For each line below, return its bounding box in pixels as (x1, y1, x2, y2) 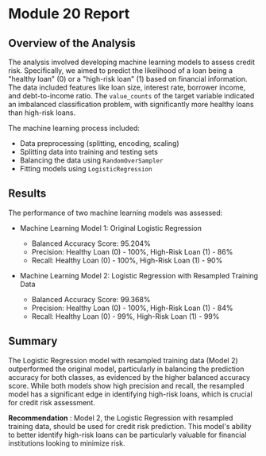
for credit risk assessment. (8, 397, 95, 407)
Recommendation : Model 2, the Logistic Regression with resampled (8, 413, 233, 423)
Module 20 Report (8, 5, 130, 23)
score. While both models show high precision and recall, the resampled (8, 381, 245, 390)
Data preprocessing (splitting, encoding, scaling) (19, 139, 180, 148)
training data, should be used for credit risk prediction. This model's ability (8, 421, 252, 431)
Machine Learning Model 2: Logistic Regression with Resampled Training (19, 270, 259, 280)
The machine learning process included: (8, 124, 141, 132)
